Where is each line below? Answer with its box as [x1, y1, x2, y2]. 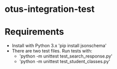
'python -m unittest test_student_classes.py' [19, 59, 111, 65]
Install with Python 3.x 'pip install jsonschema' [11, 43, 107, 49]
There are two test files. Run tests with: [11, 48, 93, 54]
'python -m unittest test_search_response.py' [19, 53, 113, 59]
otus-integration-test [4, 3, 95, 15]
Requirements [4, 26, 64, 38]
